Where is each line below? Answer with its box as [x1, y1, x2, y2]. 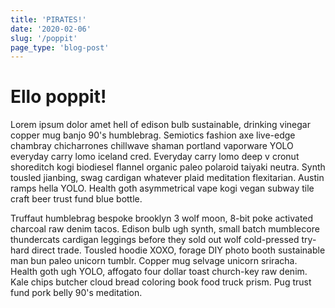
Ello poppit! [10, 86, 107, 108]
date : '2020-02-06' [10, 24, 92, 34]
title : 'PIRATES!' [10, 14, 87, 25]
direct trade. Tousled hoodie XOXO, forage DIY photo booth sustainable [31, 244, 326, 256]
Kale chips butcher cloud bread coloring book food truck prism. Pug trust [10, 276, 312, 288]
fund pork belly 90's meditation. [10, 287, 143, 299]
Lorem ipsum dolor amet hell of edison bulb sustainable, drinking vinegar [10, 119, 311, 131]
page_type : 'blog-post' [10, 42, 110, 53]
